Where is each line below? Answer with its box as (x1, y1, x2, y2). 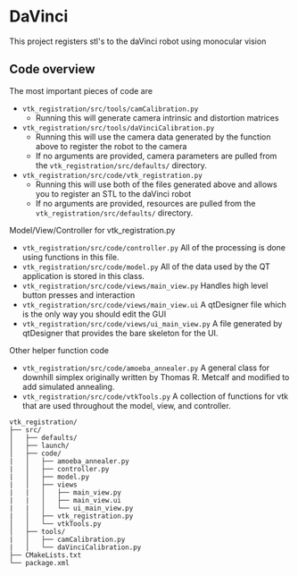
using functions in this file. (21, 251, 120, 262)
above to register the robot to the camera (35, 140, 187, 151)
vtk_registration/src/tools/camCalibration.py (21, 105, 199, 114)
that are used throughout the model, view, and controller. (21, 400, 231, 411)
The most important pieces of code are (9, 85, 153, 96)
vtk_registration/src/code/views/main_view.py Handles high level (21, 280, 269, 291)
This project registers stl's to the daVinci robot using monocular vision (9, 36, 267, 47)
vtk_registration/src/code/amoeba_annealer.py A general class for (21, 362, 270, 373)
